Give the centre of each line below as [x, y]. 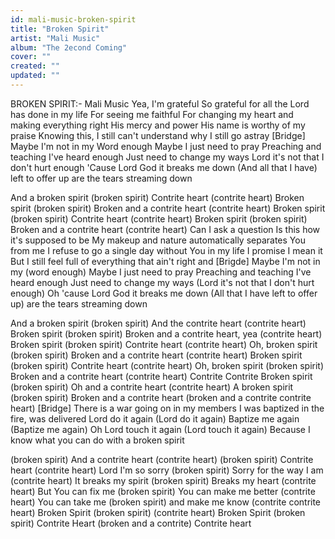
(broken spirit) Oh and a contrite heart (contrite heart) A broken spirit [152, 387]
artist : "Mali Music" [55, 38]
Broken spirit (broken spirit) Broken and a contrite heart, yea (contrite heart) [166, 333]
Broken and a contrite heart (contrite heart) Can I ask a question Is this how [165, 229]
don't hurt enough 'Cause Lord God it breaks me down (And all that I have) [164, 167]
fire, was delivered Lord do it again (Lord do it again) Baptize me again [155, 418]
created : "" [35, 66]
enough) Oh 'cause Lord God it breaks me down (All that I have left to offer [164, 293]
